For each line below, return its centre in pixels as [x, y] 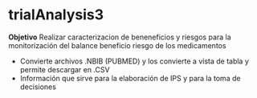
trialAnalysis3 [56, 15]
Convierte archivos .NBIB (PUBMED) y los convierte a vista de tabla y [134, 61]
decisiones [38, 87]
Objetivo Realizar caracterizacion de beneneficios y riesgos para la [120, 37]
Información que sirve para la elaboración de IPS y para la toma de [130, 78]
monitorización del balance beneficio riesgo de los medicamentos [117, 45]
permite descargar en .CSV [65, 69]
